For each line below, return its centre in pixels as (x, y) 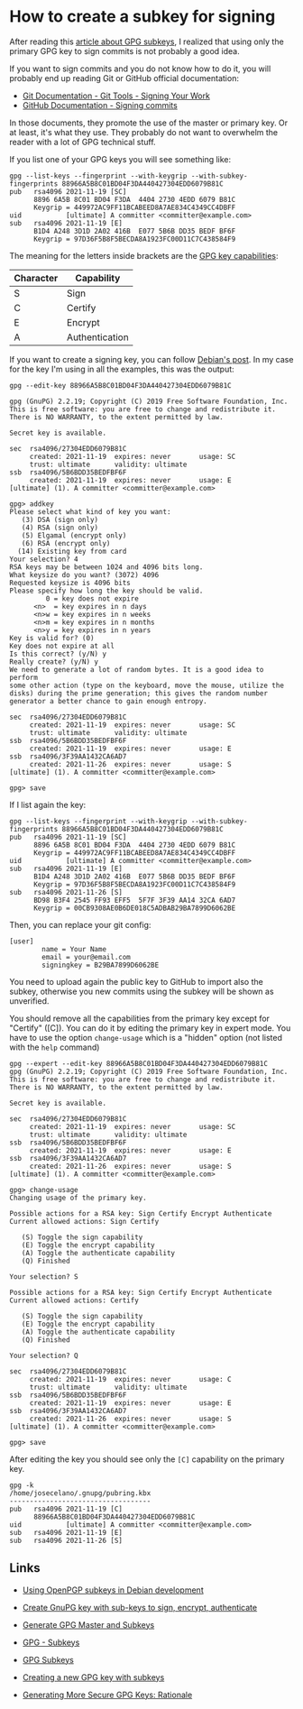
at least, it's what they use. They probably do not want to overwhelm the (143, 132)
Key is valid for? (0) (52, 638)
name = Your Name (74, 949)
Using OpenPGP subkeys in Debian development (113, 1590)
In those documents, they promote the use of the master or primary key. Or (149, 123)
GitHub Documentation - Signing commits (100, 105)
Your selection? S (44, 1277)
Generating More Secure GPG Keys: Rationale (107, 1695)
